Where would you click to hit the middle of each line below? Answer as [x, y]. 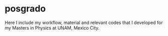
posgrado [25, 9]
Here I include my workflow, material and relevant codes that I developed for [84, 22]
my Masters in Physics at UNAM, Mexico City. [52, 27]
